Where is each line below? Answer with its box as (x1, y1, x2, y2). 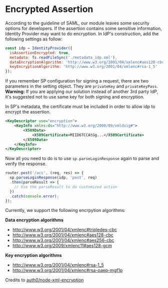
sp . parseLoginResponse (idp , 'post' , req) (9, 175, 97, 180)
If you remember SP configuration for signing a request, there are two (5, 78, 149, 84)
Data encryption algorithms (5, 217, 64, 223)
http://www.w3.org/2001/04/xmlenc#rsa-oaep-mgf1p (12, 267, 123, 273)
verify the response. (5, 161, 46, 167)
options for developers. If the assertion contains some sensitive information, (5, 25, 162, 31)
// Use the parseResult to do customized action (14, 184, 117, 189)
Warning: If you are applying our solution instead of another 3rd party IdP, (5, 88, 158, 94)
